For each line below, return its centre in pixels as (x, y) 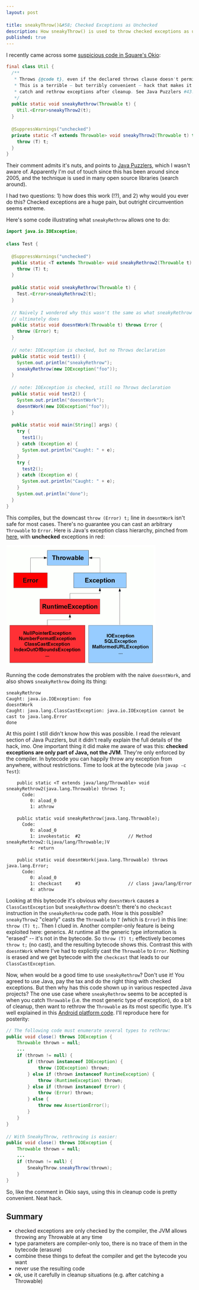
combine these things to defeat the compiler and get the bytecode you (101, 1256)
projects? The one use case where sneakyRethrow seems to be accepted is (97, 994)
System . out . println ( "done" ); (53, 494)
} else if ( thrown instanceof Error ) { (77, 1087)
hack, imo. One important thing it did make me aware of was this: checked (97, 746)
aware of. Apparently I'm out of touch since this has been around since (93, 172)
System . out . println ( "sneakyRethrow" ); (65, 362)
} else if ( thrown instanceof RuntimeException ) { (91, 1074)
